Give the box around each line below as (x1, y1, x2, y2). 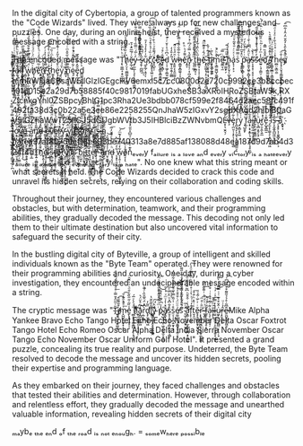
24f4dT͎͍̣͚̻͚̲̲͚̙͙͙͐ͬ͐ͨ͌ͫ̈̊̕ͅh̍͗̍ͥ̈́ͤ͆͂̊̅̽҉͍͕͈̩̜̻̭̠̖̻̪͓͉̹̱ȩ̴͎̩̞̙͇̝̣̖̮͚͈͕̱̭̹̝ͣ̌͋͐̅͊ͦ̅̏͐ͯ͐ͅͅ (12, 147, 48, 157)
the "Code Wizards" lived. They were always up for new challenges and (12, 17, 278, 28)
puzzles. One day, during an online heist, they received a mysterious (12, 27, 265, 37)
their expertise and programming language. (12, 363, 172, 373)
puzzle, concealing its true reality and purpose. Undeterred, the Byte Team (12, 344, 289, 354)
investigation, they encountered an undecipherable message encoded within (12, 277, 296, 288)
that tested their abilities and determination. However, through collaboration (12, 389, 291, 400)
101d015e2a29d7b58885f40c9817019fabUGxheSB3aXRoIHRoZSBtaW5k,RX (12, 85, 290, 96)
